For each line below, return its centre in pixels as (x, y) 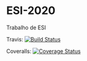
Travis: (15, 39)
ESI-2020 (31, 11)
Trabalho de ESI (26, 27)
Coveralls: (19, 51)
